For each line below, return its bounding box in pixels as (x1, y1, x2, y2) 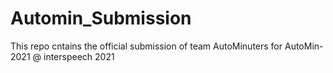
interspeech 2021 (43, 50, 115, 62)
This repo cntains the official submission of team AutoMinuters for (10, 40, 283, 52)
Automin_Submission (10, 7, 192, 30)
